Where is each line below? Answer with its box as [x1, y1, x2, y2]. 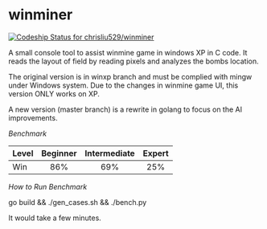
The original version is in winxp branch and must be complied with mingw [8, 72, 253, 81]
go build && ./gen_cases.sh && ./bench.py [8, 197, 147, 207]
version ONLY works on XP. [8, 88, 101, 98]
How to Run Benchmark [8, 182, 88, 191]
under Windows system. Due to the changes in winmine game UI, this [8, 80, 239, 90]
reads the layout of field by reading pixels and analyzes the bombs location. [8, 56, 259, 66]
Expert [142, 147, 169, 158]
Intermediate [84, 147, 135, 158]
